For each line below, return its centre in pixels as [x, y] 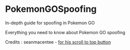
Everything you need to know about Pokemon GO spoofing [65, 32]
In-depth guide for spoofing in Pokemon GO [50, 23]
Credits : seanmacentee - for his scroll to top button [58, 42]
